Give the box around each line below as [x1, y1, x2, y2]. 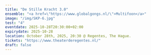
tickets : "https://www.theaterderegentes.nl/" [5, 38, 101, 43]
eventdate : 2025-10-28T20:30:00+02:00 [5, 25, 84, 30]
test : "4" [5, 20, 25, 25]
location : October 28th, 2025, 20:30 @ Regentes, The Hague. [5, 34, 132, 39]
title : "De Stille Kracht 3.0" [5, 7, 68, 12]
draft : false [5, 43, 32, 47]
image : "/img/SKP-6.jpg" [5, 16, 55, 21]
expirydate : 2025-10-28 [5, 29, 53, 34]
